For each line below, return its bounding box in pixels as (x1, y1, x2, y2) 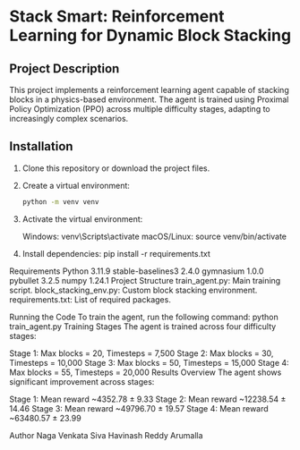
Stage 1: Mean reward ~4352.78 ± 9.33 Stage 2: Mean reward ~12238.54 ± (9, 394, 287, 404)
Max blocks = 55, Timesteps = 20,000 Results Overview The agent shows (9, 367, 282, 378)
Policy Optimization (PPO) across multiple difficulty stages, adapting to (9, 104, 270, 114)
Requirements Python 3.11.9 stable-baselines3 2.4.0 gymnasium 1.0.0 (9, 266, 264, 276)
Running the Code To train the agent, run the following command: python (9, 311, 279, 322)
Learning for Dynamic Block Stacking (9, 25, 292, 46)
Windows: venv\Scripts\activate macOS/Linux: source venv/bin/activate (21, 231, 287, 242)
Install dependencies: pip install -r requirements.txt (21, 248, 210, 259)
